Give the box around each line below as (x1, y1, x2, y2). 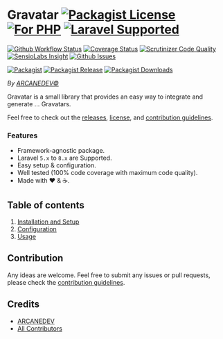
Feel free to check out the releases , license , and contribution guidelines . (7, 113, 213, 122)
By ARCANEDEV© (7, 78, 59, 87)
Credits (7, 299, 40, 311)
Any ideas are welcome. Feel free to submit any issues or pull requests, (7, 271, 211, 279)
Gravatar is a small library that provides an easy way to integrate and (7, 92, 203, 101)
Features (7, 131, 38, 140)
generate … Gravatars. (7, 99, 71, 108)
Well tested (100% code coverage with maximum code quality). (17, 169, 198, 177)
